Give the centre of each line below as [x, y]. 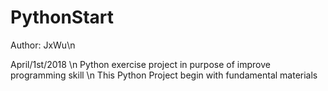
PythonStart [62, 17]
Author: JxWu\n [43, 45]
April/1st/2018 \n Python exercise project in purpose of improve [140, 64]
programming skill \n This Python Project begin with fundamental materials [164, 75]
